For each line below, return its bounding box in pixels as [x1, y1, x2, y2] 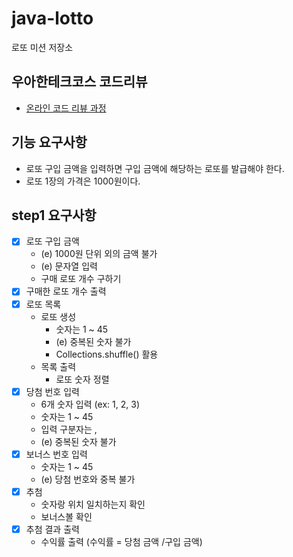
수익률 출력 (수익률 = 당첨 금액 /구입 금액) [40, 535, 203, 547]
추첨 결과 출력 [25, 523, 80, 535]
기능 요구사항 [11, 134, 88, 151]
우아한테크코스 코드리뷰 [11, 73, 148, 91]
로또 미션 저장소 [11, 41, 74, 53]
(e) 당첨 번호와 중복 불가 [40, 473, 136, 485]
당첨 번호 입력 [25, 385, 80, 397]
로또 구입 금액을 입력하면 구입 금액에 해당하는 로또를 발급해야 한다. [25, 162, 285, 174]
